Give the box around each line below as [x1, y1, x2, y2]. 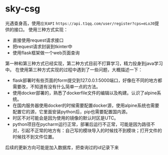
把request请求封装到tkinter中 [12, 43, 73, 49]
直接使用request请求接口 [12, 37, 64, 43]
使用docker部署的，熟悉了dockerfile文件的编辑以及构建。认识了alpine [12, 90, 157, 96]
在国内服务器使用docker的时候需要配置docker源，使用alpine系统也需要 [12, 102, 159, 108]
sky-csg [5, 3, 40, 15]
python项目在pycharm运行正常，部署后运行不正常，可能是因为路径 [12, 121, 151, 127]
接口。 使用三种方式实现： [14, 26, 68, 33]
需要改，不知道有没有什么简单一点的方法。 [12, 83, 101, 89]
